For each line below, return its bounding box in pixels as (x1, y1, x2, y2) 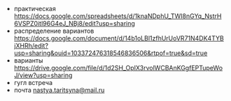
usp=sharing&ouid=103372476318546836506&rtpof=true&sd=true (13, 49, 208, 57)
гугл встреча (13, 79, 53, 86)
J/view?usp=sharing (13, 71, 73, 79)
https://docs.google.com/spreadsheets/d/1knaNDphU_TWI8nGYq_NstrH (13, 12, 222, 20)
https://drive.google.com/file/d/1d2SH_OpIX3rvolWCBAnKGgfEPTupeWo (13, 64, 223, 72)
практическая (13, 5, 56, 13)
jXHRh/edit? (13, 42, 49, 49)
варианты (13, 56, 43, 64)
